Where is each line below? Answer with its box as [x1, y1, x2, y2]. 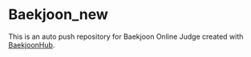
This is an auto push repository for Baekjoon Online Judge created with [8, 32, 244, 41]
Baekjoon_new [8, 6, 108, 24]
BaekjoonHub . [8, 40, 55, 49]
